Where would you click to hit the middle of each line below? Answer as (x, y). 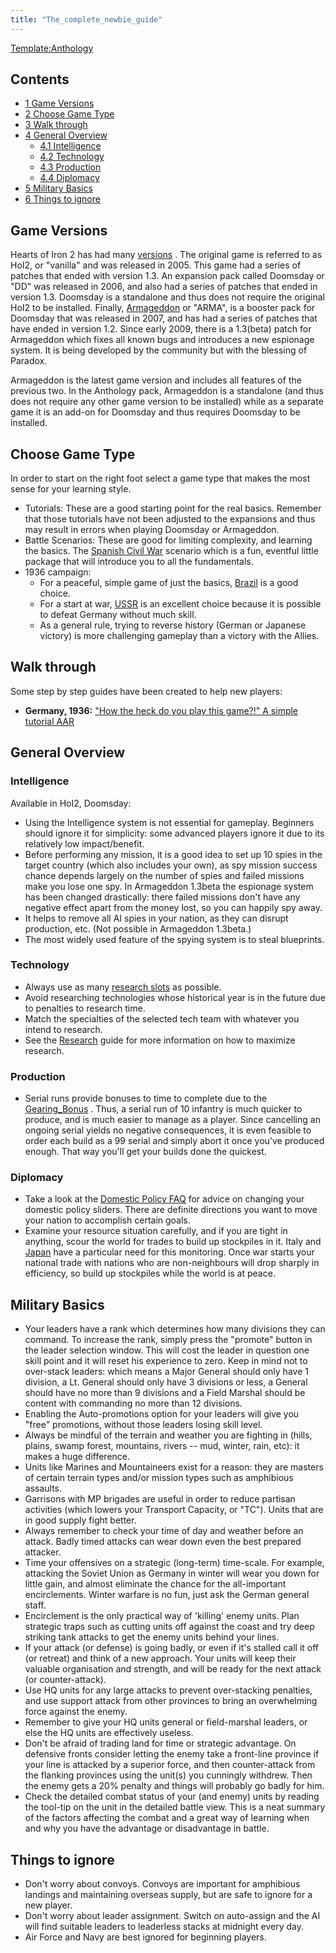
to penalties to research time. (85, 1008)
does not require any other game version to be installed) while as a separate (167, 402)
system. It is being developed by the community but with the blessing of (159, 350)
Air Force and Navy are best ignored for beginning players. (145, 1937)
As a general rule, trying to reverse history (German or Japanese (173, 625)
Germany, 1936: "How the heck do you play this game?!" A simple (161, 710)
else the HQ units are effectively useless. (109, 1733)
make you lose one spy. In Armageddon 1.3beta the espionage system (169, 886)
